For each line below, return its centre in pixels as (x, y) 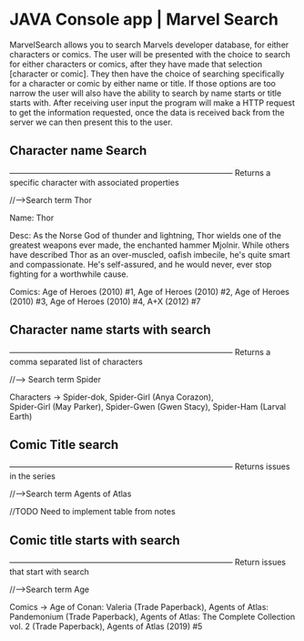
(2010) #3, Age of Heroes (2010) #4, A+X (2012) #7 (106, 301)
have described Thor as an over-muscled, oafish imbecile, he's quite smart (150, 254)
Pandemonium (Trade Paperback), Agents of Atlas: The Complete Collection (152, 617)
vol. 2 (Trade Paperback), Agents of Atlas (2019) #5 (106, 626)
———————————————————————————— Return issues (148, 562)
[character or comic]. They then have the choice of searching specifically (147, 74)
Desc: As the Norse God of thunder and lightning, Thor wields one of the (146, 235)
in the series (33, 476)
